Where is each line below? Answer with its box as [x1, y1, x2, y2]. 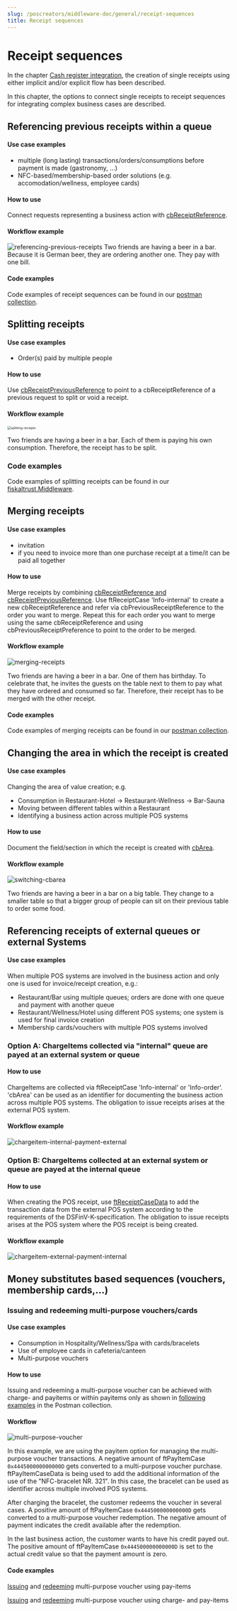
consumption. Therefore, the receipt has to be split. [7, 443, 157, 452]
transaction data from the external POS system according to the [7, 1205, 193, 1214]
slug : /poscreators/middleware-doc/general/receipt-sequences [7, 10, 195, 18]
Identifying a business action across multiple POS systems [17, 811, 189, 820]
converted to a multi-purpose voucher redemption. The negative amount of [7, 1514, 227, 1522]
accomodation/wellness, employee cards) [17, 179, 140, 188]
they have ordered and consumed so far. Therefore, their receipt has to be [7, 686, 224, 695]
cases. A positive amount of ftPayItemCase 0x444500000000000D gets [7, 1506, 207, 1514]
